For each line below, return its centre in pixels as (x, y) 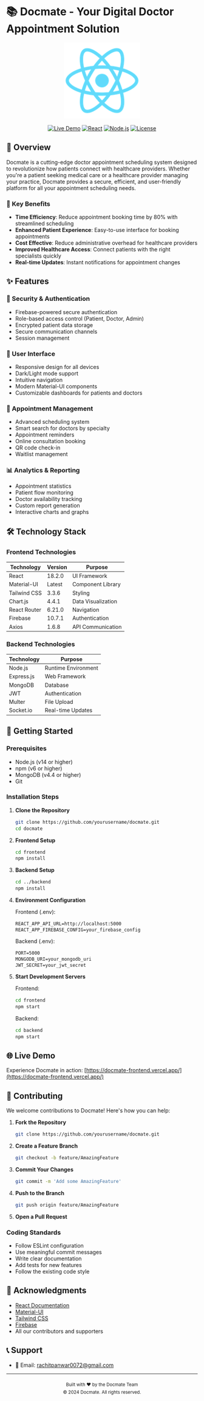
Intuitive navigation (39, 380)
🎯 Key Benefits (28, 203)
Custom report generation (47, 505)
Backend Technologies (41, 644)
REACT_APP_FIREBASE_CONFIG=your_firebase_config (78, 930)
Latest (55, 585)
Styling (81, 593)
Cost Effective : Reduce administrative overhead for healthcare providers (106, 243)
